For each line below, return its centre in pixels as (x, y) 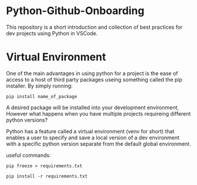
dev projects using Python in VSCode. (52, 33)
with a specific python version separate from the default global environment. (98, 144)
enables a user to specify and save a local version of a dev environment (93, 137)
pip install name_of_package (42, 96)
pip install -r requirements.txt (47, 176)
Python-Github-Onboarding (75, 11)
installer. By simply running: (40, 86)
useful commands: (28, 155)
